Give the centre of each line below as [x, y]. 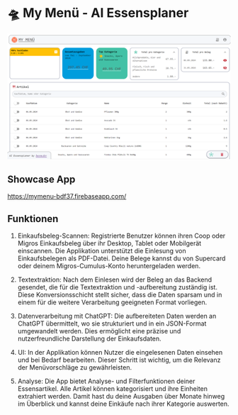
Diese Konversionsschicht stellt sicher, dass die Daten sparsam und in [120, 295]
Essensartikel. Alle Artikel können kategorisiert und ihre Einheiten [112, 389]
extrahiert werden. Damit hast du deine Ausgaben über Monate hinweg [121, 397]
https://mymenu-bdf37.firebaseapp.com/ [67, 197]
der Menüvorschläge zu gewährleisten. [75, 367]
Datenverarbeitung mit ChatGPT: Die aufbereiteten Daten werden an [117, 316]
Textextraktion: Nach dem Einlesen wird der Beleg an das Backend [115, 280]
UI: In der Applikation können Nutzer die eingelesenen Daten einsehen [120, 353]
